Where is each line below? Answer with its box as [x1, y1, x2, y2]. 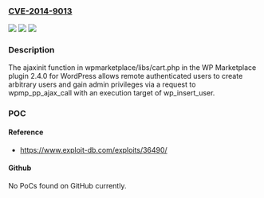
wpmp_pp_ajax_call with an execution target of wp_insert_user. [8, 87, 215, 97]
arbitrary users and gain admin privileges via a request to [8, 80, 196, 89]
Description [8, 45, 55, 56]
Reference [8, 127, 44, 137]
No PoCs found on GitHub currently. [8, 181, 127, 190]
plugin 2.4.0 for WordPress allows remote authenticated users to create [8, 71, 243, 80]
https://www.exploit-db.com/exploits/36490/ [19, 145, 167, 154]
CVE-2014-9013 [8, 6, 73, 17]
